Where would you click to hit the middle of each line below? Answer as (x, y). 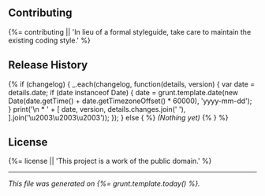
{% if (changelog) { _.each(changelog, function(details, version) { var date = (132, 84)
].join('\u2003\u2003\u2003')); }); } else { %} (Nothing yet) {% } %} (118, 117)
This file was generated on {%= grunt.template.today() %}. (104, 183)
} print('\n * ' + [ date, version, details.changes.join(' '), (97, 109)
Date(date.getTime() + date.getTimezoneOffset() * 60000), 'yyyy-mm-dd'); (130, 101)
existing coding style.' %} (49, 40)
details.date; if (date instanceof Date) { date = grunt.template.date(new (123, 92)
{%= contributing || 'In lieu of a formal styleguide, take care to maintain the (130, 31)
